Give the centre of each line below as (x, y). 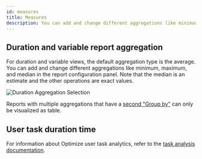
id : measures (23, 12)
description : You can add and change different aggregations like (91, 23)
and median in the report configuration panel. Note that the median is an (96, 74)
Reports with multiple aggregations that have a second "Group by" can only (100, 104)
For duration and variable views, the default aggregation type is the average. (101, 62)
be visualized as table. (34, 110)
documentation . (26, 150)
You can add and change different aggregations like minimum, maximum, (97, 68)
